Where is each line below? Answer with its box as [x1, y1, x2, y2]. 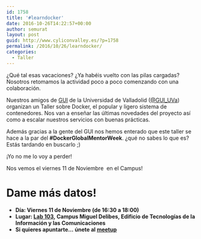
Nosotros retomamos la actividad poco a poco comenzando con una [6, 78, 179, 85]
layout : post [6, 32, 40, 38]
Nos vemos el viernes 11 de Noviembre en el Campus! [6, 164, 143, 172]
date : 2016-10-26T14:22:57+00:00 [6, 20, 92, 26]
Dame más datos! [6, 186, 97, 200]
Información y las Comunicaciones [15, 219, 106, 227]
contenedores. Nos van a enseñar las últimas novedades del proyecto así [6, 109, 191, 116]
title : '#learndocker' [6, 15, 64, 21]
